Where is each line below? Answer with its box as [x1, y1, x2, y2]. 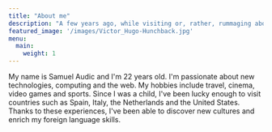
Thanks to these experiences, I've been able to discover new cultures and [8, 106, 255, 116]
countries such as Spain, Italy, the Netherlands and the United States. [8, 98, 240, 107]
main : [15, 42, 35, 50]
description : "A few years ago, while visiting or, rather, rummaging [8, 19, 252, 28]
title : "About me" [8, 11, 70, 20]
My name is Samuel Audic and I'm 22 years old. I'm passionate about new [8, 72, 255, 81]
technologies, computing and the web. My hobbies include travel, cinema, [8, 80, 255, 90]
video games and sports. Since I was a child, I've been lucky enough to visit [8, 89, 261, 98]
